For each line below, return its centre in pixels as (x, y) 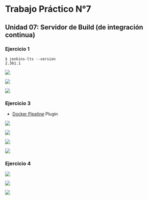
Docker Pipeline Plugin (35, 114)
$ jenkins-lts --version (30, 59)
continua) (20, 35)
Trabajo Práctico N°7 (48, 9)
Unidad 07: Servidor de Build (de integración (74, 27)
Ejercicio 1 (17, 49)
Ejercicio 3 (18, 103)
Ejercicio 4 (18, 164)
